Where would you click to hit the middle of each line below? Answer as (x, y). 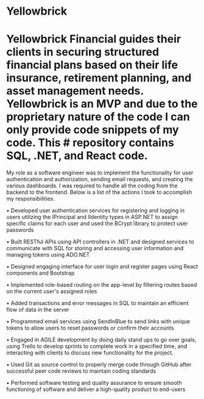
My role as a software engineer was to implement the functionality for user (100, 173)
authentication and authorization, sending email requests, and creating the (100, 179)
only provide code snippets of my (93, 130)
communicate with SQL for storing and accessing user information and (95, 248)
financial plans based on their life (92, 65)
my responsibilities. (30, 199)
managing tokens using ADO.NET (48, 255)
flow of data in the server (38, 310)
